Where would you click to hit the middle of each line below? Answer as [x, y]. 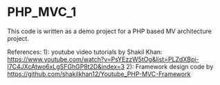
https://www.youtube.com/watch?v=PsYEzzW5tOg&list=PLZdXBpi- [103, 59]
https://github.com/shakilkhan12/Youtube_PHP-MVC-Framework [99, 74]
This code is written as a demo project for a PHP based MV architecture [110, 31]
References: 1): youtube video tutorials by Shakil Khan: [85, 52]
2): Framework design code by [170, 66]
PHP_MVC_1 [42, 12]
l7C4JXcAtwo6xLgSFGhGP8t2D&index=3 [66, 66]
